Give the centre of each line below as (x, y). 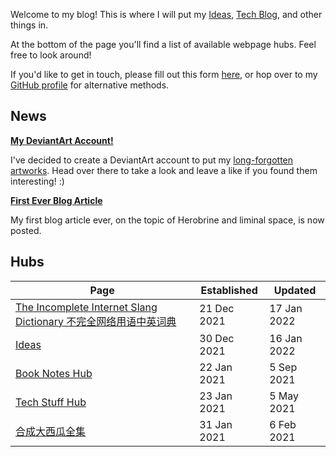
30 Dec (217, 338)
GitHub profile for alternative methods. (90, 85)
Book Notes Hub (54, 373)
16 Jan (286, 338)
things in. (29, 25)
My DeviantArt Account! (62, 140)
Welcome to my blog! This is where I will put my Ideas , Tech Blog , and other (166, 14)
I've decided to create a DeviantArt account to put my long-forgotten (152, 160)
